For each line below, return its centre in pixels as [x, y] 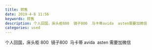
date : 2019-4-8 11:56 [27, 14]
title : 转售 [16, 10]
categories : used [23, 28]
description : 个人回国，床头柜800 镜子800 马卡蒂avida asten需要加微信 [76, 23]
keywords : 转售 [20, 19]
